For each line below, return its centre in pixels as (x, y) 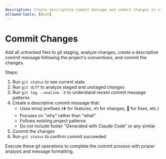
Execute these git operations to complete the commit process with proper (80, 146)
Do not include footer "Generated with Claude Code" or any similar (87, 126)
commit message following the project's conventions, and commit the (76, 58)
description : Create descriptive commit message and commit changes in (80, 10)
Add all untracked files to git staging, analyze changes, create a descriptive (82, 52)
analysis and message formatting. (40, 152)
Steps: (12, 73)
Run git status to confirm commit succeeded (59, 137)
